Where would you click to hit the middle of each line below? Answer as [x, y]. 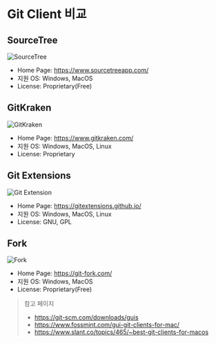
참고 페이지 [39, 304]
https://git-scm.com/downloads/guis [87, 317]
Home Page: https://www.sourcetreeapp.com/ [83, 70]
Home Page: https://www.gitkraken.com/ [75, 138]
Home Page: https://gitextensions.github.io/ [79, 205]
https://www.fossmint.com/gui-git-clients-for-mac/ [107, 325]
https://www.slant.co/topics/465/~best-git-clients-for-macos [121, 332]
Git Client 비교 [47, 14]
